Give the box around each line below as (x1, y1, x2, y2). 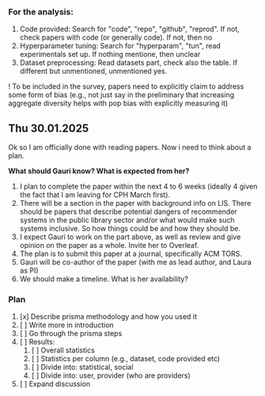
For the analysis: (8, 6, 74, 17)
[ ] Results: (19, 337, 55, 347)
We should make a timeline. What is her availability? (19, 274, 188, 284)
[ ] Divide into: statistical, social (31, 363, 134, 372)
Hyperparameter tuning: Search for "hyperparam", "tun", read (19, 41, 221, 51)
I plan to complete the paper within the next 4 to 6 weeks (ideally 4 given (19, 181, 258, 192)
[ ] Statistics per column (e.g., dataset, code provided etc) (31, 354, 220, 364)
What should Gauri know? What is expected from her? (8, 166, 190, 176)
